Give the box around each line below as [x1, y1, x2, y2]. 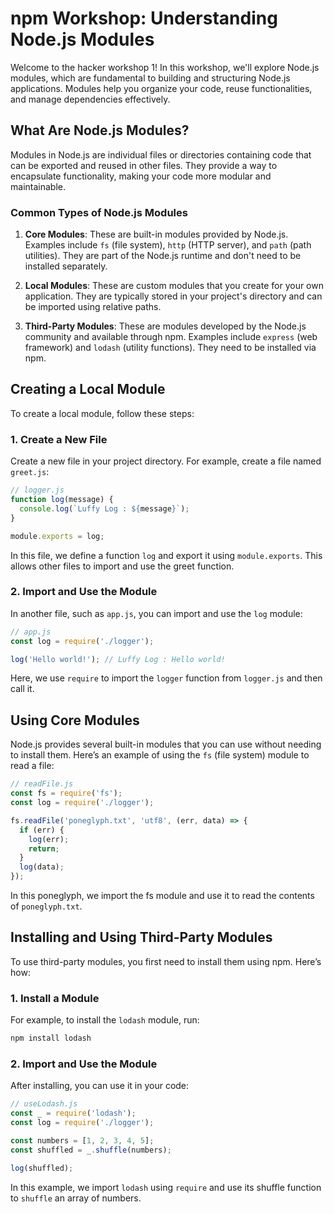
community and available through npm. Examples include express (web [24, 331, 318, 343]
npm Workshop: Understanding [10, 7, 278, 30]
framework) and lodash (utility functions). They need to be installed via [24, 342, 317, 354]
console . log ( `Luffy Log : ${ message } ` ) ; [19, 503, 190, 514]
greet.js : [10, 466, 50, 478]
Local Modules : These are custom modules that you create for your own [24, 280, 324, 292]
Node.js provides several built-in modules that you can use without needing [10, 738, 322, 751]
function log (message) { [10, 495, 114, 505]
